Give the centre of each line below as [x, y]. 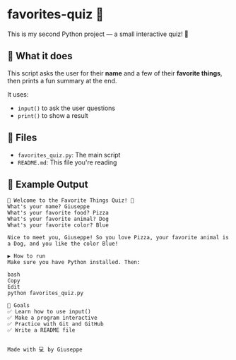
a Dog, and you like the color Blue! [63, 244]
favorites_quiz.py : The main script [69, 155]
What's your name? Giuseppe [49, 207]
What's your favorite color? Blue [58, 225]
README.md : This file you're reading [67, 162]
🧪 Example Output [48, 184]
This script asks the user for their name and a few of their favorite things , [115, 73]
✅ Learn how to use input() [49, 312]
